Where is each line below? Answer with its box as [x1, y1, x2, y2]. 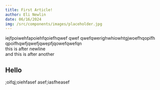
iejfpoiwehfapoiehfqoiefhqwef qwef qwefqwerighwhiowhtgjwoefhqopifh [5, 35, 155, 41]
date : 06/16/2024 [5, 17, 42, 22]
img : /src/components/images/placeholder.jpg [5, 21, 102, 27]
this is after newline [5, 46, 46, 52]
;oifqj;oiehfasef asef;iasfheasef [5, 79, 70, 85]
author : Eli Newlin [5, 12, 46, 17]
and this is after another [5, 51, 55, 57]
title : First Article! [5, 7, 53, 13]
